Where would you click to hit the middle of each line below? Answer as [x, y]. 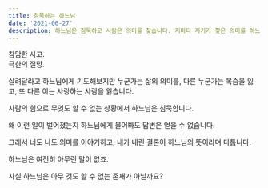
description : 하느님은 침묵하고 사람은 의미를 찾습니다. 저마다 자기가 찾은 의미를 [127, 30]
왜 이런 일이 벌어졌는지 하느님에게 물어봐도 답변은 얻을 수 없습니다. [112, 126]
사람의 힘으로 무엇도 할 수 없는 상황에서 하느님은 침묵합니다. [101, 108]
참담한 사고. [27, 54]
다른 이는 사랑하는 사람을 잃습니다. [80, 91]
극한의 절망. [27, 64]
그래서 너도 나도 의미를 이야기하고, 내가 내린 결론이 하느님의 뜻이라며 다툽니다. [130, 142]
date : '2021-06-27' [41, 23]
